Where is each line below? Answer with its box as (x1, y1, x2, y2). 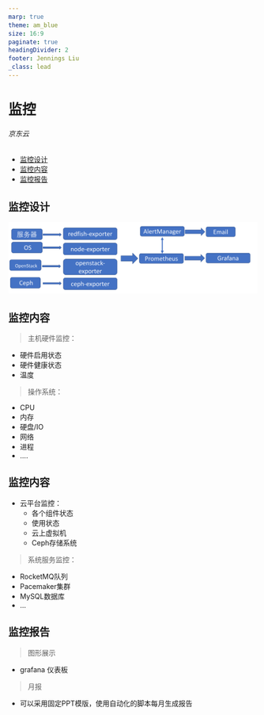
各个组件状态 (31, 508, 74, 518)
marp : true (8, 13, 44, 21)
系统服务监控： (27, 555, 77, 564)
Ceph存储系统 (31, 537, 77, 547)
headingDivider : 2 (8, 46, 69, 55)
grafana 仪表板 (19, 664, 69, 674)
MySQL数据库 (19, 591, 65, 601)
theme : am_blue (8, 21, 58, 29)
